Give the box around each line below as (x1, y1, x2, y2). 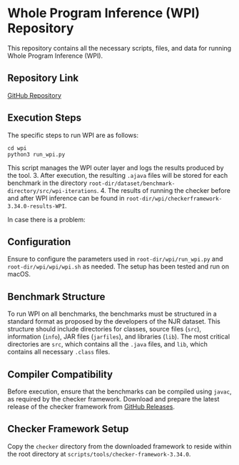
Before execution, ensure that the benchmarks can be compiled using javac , (7, 387, 232, 396)
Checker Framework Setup (7, 423, 129, 435)
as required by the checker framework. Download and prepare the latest (7, 395, 220, 403)
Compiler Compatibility (7, 368, 113, 380)
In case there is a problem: (7, 215, 86, 224)
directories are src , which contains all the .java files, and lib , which (7, 340, 208, 349)
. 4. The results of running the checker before (96, 186, 230, 194)
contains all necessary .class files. (7, 348, 111, 356)
